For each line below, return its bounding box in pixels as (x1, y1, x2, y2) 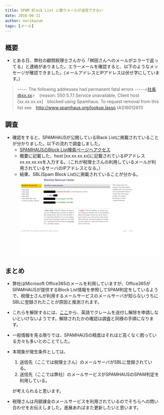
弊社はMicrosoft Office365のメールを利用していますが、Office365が (12, 280, 151, 287)
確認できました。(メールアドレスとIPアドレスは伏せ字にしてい (29, 70, 156, 76)
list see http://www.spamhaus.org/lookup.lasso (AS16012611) (17, 105, 144, 111)
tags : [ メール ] (5, 24, 34, 28)
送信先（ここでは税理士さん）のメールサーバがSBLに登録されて (19, 359, 148, 365)
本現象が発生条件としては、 (12, 349, 69, 355)
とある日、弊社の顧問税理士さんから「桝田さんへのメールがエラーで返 (12, 57, 154, 63)
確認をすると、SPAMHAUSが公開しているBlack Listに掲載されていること (12, 134, 159, 140)
